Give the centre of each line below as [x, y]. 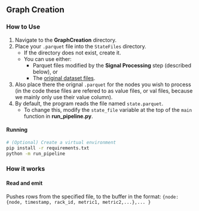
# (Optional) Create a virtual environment [61, 142]
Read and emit [25, 183]
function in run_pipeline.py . [58, 116]
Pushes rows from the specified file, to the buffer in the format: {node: [93, 196]
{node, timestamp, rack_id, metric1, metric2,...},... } [79, 202]
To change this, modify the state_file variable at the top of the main [108, 109]
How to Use [23, 27]
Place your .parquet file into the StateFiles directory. [80, 46]
